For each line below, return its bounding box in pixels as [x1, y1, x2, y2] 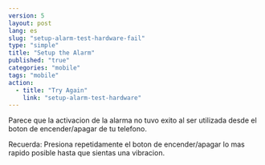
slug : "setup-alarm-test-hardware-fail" [8, 34, 146, 42]
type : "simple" [8, 42, 59, 50]
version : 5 [8, 11, 45, 20]
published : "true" [8, 57, 70, 65]
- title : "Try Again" [15, 86, 88, 95]
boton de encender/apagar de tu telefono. [8, 124, 147, 134]
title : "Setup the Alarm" [8, 49, 95, 57]
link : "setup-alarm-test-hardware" [22, 94, 142, 102]
